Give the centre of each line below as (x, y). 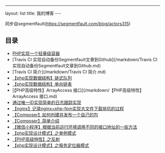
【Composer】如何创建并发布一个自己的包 (55, 115)
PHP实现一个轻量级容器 (36, 53)
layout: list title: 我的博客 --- (33, 13)
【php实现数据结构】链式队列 (42, 78)
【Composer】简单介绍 (36, 121)
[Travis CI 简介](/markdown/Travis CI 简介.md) (59, 72)
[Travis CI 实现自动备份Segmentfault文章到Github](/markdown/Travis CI (85, 59)
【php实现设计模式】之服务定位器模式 (51, 145)
